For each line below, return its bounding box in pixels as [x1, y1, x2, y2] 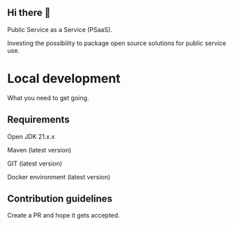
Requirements [7, 114, 70, 126]
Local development [7, 71, 121, 86]
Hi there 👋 [7, 7, 51, 19]
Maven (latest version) [7, 145, 72, 154]
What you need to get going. [7, 93, 89, 102]
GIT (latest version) [7, 159, 63, 168]
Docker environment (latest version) [7, 172, 111, 181]
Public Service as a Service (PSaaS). [7, 25, 113, 33]
